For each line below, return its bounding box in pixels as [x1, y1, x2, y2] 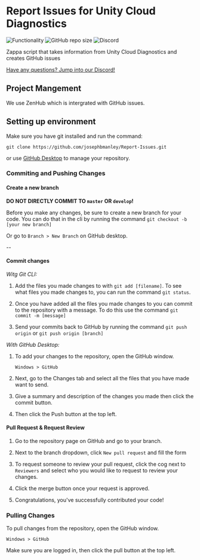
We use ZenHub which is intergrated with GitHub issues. [6, 99, 145, 106]
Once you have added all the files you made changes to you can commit [14, 300, 193, 307]
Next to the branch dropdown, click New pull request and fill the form [14, 449, 187, 456]
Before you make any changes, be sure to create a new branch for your [6, 209, 182, 216]
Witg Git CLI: [6, 270, 38, 278]
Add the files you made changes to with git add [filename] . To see [14, 282, 182, 289]
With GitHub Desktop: [6, 341, 60, 348]
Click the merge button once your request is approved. [14, 485, 150, 492]
